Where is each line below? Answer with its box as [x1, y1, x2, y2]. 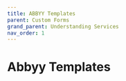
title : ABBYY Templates [7, 10, 76, 17]
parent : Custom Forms [7, 17, 70, 24]
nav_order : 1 [7, 29, 45, 37]
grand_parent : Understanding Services [7, 23, 119, 30]
